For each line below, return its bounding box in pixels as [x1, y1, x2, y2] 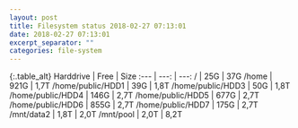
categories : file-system [9, 47, 102, 55]
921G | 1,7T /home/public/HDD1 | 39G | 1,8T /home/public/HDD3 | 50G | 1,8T [9, 81, 291, 91]
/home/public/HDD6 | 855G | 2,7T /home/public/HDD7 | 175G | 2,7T [9, 99, 259, 110]
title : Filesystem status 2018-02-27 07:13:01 [9, 21, 187, 30]
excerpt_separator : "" [9, 38, 94, 47]
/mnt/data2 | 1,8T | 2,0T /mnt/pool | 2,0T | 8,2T [9, 109, 182, 120]
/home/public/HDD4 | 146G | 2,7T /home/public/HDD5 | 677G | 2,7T [9, 90, 260, 101]
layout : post [9, 13, 58, 22]
